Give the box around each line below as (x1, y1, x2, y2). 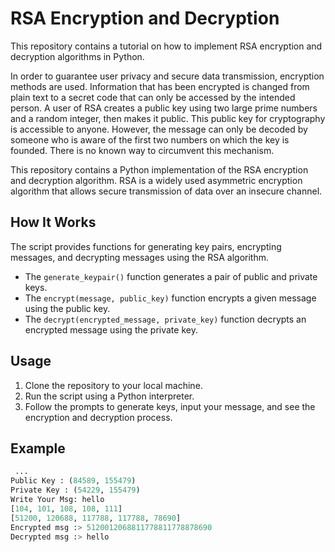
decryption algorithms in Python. (10, 50, 145, 62)
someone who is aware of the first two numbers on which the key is (10, 133, 290, 146)
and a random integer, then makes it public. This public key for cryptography (10, 112, 326, 124)
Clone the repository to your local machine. (24, 379, 203, 391)
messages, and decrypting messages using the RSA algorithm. (10, 251, 269, 263)
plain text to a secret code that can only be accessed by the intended (10, 91, 296, 103)
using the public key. (24, 302, 111, 314)
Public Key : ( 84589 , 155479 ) (10, 476, 137, 486)
